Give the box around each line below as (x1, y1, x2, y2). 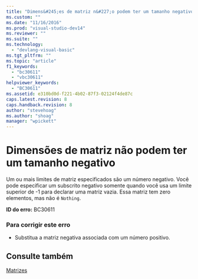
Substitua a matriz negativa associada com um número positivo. (14, 234, 170, 241)
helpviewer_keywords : (6, 80, 60, 86)
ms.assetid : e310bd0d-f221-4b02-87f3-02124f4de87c (6, 91, 133, 97)
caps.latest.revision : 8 (6, 96, 67, 102)
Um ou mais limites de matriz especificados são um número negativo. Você (6, 176, 189, 183)
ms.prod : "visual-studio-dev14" (6, 25, 85, 31)
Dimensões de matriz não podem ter (6, 144, 187, 157)
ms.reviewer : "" (6, 31, 46, 37)
